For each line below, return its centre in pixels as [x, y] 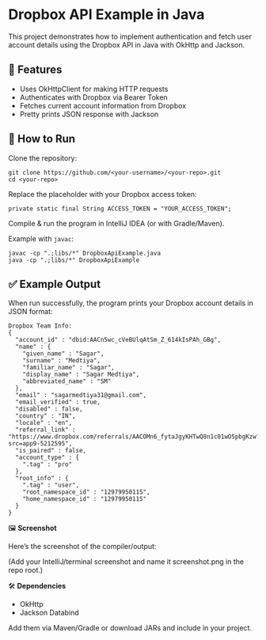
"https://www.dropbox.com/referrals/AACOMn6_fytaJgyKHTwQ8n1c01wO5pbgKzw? [134, 437]
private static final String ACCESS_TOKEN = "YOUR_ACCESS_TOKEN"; [120, 208]
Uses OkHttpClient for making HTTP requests [94, 89]
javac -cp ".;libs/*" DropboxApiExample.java [84, 253]
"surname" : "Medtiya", [62, 361]
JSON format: [30, 312]
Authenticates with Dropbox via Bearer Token [93, 97]
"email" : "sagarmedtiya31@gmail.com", [81, 396]
